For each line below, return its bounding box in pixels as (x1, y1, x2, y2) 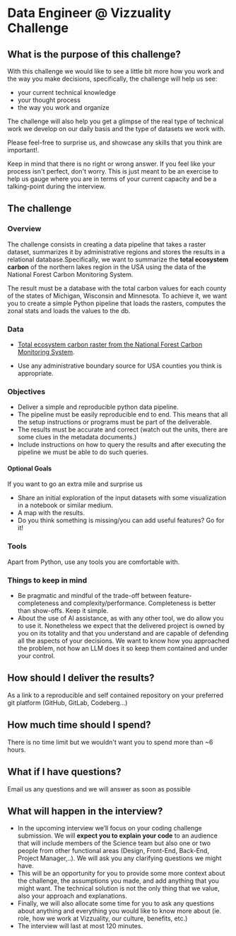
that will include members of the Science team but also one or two (17, 839, 211, 847)
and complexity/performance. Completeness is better (60, 599, 216, 607)
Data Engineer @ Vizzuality (7, 5, 172, 21)
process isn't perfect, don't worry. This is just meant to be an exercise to (7, 167, 219, 175)
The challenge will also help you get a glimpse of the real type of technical (7, 117, 224, 125)
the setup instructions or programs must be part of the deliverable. (17, 418, 212, 427)
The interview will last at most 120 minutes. (17, 922, 143, 930)
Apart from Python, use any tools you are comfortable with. (7, 558, 180, 566)
